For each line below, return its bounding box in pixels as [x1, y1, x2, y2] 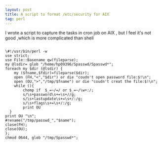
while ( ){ [14, 83, 35, 89]
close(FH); [5, 122, 28, 127]
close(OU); [5, 127, 28, 132]
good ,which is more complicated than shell [5, 35, 94, 41]
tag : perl [5, 16, 26, 21]
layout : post [5, 7, 32, 12]
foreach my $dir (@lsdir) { [5, 66, 63, 72]
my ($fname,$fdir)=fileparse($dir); [14, 71, 90, 75]
